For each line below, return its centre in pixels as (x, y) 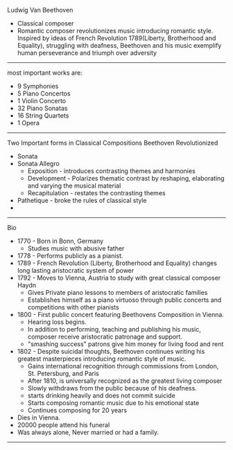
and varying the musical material (74, 186)
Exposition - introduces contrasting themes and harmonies (111, 171)
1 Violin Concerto (42, 101)
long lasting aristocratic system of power (76, 270)
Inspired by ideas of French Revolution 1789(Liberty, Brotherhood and (116, 38)
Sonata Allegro (38, 163)
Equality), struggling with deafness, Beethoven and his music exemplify (119, 45)
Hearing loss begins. (57, 322)
